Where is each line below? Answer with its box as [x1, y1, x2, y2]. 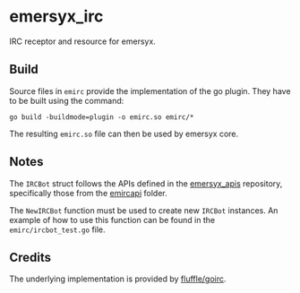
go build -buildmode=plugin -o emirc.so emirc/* [9, 112, 194, 122]
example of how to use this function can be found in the [9, 214, 216, 225]
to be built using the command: [9, 95, 124, 106]
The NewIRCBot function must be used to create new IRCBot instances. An [9, 204, 279, 216]
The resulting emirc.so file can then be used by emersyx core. [9, 128, 239, 139]
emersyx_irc [9, 6, 104, 27]
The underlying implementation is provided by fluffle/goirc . [9, 273, 227, 284]
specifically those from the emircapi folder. [9, 187, 167, 198]
